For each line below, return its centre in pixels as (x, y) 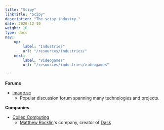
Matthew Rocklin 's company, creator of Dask (65, 123)
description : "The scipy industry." (43, 19)
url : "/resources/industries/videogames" (66, 65)
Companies (17, 108)
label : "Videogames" (44, 60)
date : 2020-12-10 (23, 23)
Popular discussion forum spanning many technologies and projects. (89, 98)
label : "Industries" (44, 46)
